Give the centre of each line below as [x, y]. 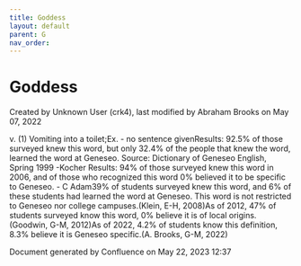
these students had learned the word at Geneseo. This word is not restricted [150, 196]
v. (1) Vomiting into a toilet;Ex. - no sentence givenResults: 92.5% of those [146, 139]
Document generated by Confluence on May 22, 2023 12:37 [120, 252]
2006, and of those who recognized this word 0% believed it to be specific [147, 177]
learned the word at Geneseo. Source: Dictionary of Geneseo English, [138, 158]
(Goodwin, [29, 225]
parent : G [28, 34]
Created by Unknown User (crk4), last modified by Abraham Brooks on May [149, 112]
